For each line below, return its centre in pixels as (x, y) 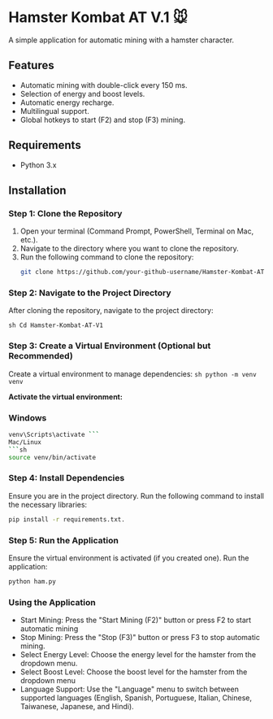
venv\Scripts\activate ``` (54, 435)
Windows (28, 417)
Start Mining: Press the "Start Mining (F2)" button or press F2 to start (136, 620)
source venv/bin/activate (52, 457)
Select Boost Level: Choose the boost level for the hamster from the (134, 672)
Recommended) (41, 356)
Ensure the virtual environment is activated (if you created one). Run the (129, 558)
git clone (37, 272)
